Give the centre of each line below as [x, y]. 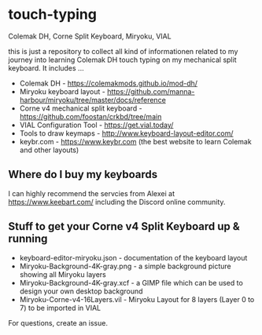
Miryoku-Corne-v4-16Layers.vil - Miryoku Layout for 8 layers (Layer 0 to [137, 299]
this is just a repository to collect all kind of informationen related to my [123, 51]
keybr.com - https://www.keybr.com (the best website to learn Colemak [135, 141]
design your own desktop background [81, 291]
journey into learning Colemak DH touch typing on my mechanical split [122, 60]
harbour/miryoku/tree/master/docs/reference [93, 100]
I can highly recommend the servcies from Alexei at [92, 193]
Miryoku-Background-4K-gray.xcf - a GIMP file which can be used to [131, 282]
